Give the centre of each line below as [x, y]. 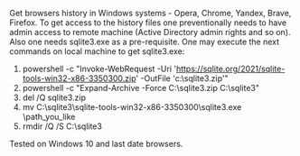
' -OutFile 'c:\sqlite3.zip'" [182, 78]
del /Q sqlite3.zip [54, 97]
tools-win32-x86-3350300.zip [79, 78]
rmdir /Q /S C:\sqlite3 [62, 126]
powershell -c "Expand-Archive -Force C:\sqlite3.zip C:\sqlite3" [141, 88]
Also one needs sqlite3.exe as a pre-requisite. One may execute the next [145, 41]
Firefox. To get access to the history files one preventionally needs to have [148, 23]
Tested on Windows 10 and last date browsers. [96, 144]
